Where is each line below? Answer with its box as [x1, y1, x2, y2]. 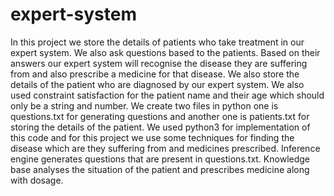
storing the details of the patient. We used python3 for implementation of [10, 121, 311, 133]
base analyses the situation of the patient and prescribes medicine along [10, 163, 310, 175]
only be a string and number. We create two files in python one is [10, 99, 279, 112]
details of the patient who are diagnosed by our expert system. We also [10, 78, 305, 90]
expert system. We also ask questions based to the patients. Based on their [10, 46, 321, 58]
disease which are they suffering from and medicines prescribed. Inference [10, 142, 321, 154]
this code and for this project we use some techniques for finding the [10, 131, 295, 143]
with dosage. [10, 174, 64, 186]
